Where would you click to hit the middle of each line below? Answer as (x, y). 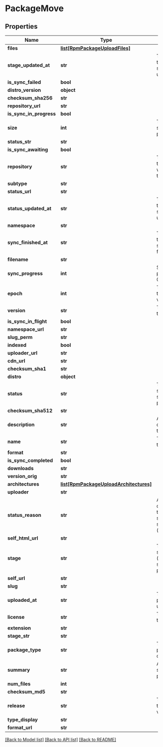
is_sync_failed (24, 82)
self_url (16, 578)
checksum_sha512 (30, 411)
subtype (17, 184)
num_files (19, 684)
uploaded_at (22, 600)
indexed (17, 345)
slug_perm (20, 337)
